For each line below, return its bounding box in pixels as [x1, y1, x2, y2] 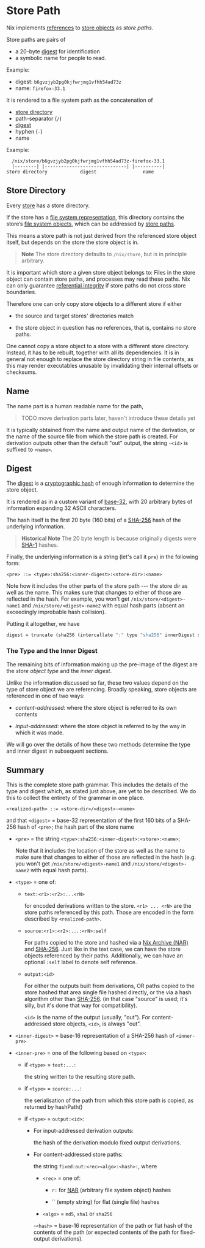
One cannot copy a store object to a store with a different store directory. [6, 342, 190, 349]
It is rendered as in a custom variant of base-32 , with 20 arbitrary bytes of [6, 498, 193, 506]
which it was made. [15, 729, 64, 736]
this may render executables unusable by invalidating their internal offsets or [6, 362, 199, 369]
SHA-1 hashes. [21, 541, 59, 549]
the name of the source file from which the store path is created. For [6, 433, 178, 440]
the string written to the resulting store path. [24, 1073, 135, 1081]
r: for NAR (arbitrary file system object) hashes [51, 1187, 171, 1194]
